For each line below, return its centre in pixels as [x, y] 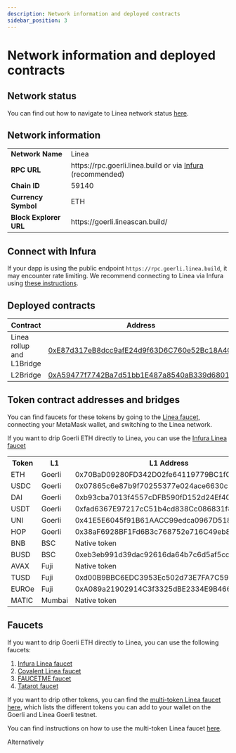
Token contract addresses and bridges [94, 400]
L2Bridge [26, 375]
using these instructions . [43, 283]
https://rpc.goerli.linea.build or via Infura [137, 166]
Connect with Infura [52, 251]
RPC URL [26, 170]
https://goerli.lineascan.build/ [119, 222]
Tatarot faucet [38, 686]
